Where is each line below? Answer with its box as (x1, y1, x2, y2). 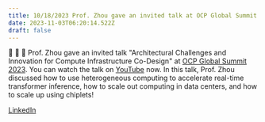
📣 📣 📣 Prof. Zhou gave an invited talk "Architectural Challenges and (8, 48, 227, 58)
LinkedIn (8, 105, 36, 115)
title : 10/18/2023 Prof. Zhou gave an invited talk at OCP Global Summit (8, 11, 258, 20)
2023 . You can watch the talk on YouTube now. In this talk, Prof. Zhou (8, 65, 236, 74)
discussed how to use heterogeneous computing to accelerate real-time (8, 73, 244, 83)
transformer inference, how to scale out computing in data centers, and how (8, 82, 258, 91)
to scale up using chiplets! (8, 90, 94, 100)
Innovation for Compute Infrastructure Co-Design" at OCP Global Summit (8, 56, 248, 66)
